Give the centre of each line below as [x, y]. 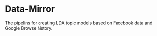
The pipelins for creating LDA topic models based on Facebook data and [79, 23]
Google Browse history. [29, 28]
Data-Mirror [30, 9]
